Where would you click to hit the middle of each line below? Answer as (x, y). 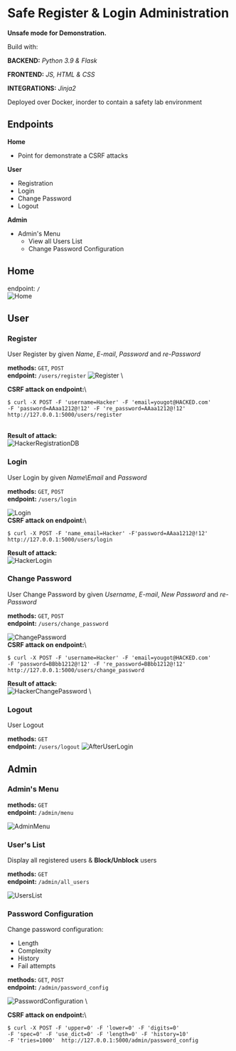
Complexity (34, 951)
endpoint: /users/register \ (65, 375)
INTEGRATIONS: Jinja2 (42, 88)
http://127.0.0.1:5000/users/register (65, 415)
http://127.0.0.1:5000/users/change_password (76, 670)
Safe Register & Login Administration (118, 13)
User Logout (26, 725)
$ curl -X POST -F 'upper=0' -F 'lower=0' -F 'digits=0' (93, 1028)
